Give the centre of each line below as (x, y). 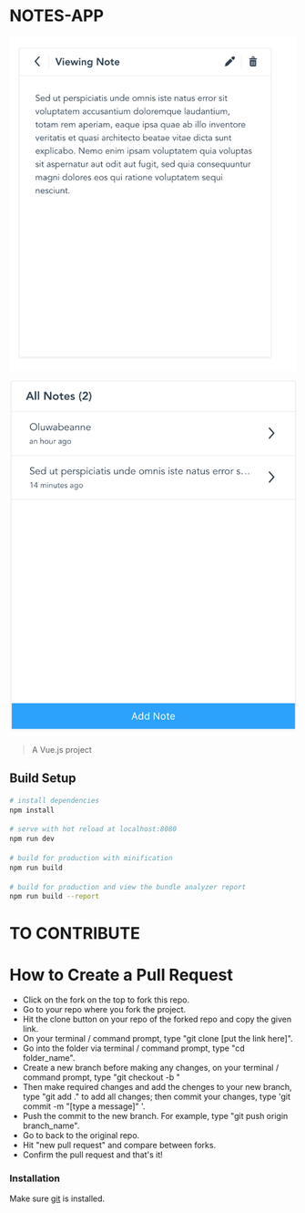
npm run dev (32, 839)
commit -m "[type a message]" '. (84, 1106)
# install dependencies (55, 800)
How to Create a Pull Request (122, 975)
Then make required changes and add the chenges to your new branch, (158, 1087)
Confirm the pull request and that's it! (93, 1155)
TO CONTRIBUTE (75, 933)
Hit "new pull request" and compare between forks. (119, 1146)
